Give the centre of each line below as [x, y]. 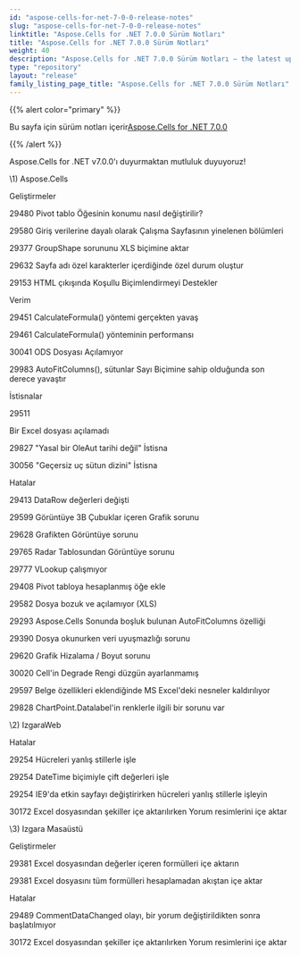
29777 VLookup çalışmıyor [58, 569]
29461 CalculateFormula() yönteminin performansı [102, 334]
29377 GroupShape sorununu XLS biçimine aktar [99, 247]
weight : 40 [29, 51]
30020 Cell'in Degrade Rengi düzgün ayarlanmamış [104, 673]
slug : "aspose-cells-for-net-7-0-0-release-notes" [105, 26]
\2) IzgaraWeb [35, 725]
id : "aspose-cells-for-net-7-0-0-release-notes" [101, 17]
